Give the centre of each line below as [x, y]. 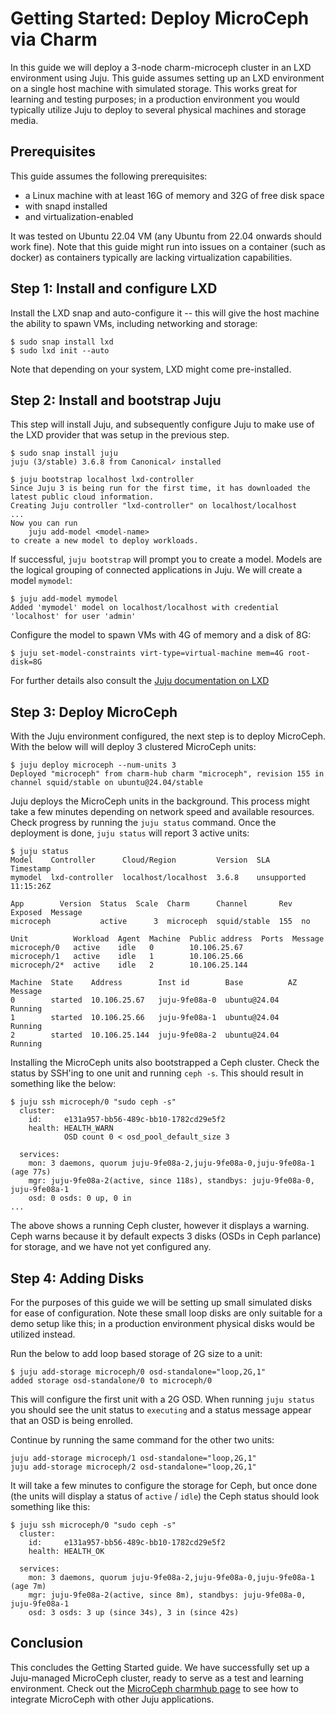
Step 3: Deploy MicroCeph [94, 712]
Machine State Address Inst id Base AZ [154, 983]
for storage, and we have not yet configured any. [111, 1247]
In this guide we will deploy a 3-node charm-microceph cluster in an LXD [161, 67]
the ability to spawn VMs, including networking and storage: [134, 323]
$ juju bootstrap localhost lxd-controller [102, 480]
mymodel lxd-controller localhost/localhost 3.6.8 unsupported [158, 878]
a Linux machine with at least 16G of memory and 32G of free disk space [174, 195]
